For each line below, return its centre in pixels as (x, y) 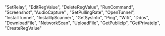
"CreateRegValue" (23, 28)
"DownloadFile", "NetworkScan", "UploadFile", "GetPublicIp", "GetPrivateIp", (82, 23)
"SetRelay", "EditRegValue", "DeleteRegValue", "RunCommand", (69, 7)
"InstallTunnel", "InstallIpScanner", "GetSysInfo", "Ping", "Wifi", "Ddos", (77, 18)
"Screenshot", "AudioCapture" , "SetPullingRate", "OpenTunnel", (70, 12)
